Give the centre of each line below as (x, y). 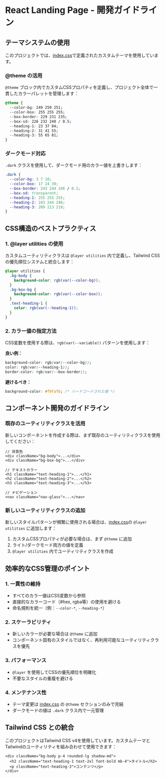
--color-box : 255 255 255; (37, 112)
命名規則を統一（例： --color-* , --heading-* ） (60, 608)
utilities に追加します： (31, 528)
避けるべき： (18, 382)
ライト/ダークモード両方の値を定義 (48, 545)
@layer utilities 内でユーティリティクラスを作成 (63, 551)
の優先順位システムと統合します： (40, 262)
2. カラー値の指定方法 (31, 331)
